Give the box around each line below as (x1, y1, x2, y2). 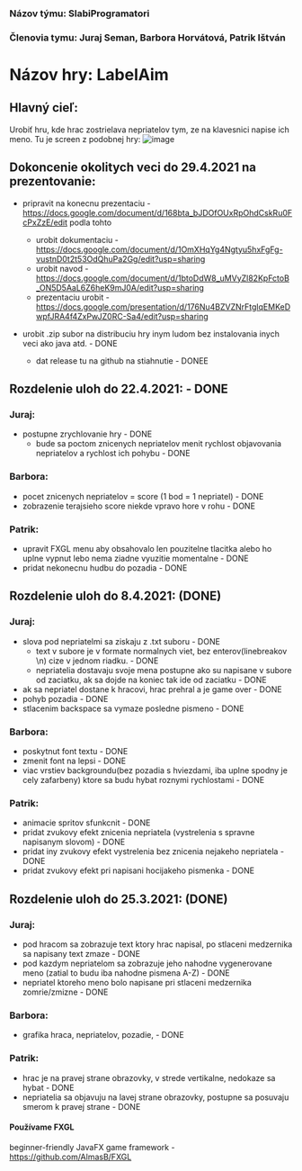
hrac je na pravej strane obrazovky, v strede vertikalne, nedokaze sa (22, 1072, 276, 1083)
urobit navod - (35, 263, 89, 274)
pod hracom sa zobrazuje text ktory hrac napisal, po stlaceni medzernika (22, 939, 293, 950)
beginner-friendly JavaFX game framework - (9, 1141, 175, 1152)
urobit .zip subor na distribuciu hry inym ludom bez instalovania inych (22, 328, 280, 339)
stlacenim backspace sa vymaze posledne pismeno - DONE (22, 703, 244, 714)
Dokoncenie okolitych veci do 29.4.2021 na (9, 160, 257, 176)
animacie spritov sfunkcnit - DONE (22, 817, 151, 828)
